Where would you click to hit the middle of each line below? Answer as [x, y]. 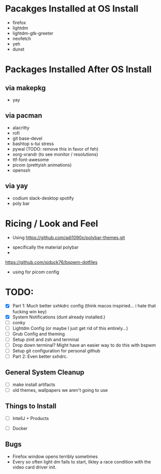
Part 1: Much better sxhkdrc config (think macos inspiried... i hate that [84, 306]
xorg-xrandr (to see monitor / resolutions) [55, 154]
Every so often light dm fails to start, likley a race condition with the [81, 461]
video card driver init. [34, 467]
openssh [21, 170]
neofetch [22, 39]
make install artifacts [34, 384]
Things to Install [31, 406]
